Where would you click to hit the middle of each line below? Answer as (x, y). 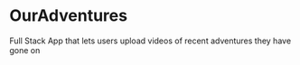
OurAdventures (69, 16)
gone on (25, 50)
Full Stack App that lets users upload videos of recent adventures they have (150, 41)
